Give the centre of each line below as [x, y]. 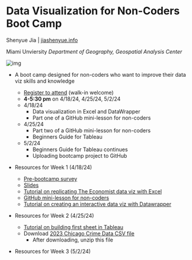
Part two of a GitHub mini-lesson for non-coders [92, 130]
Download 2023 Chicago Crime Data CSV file [79, 233]
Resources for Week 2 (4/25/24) [54, 215]
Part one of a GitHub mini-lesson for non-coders [92, 118]
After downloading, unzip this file [73, 240]
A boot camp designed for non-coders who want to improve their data [100, 74]
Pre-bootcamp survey [50, 178]
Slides [31, 185]
